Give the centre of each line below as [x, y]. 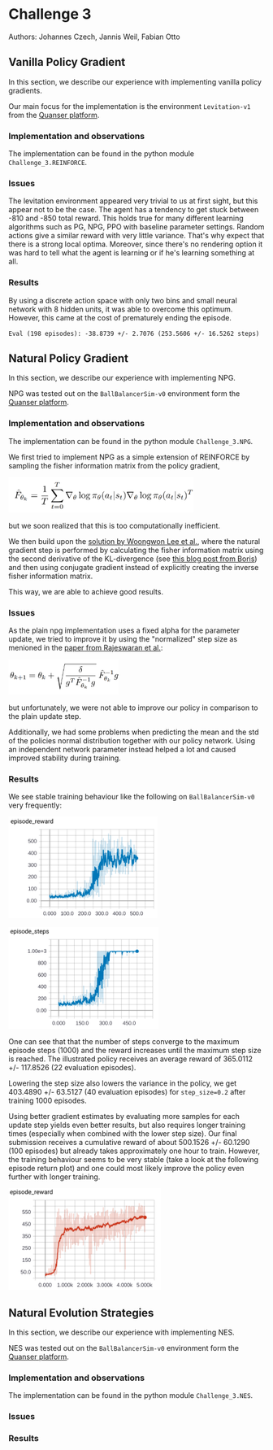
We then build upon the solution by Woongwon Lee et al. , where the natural [134, 541]
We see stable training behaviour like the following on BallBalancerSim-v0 [132, 797]
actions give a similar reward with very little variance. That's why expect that [136, 236]
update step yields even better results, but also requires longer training [127, 1125]
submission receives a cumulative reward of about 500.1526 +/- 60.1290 [129, 1143]
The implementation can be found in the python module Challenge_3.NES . [131, 1396]
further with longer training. [54, 1177]
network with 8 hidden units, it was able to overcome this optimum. [121, 309]
